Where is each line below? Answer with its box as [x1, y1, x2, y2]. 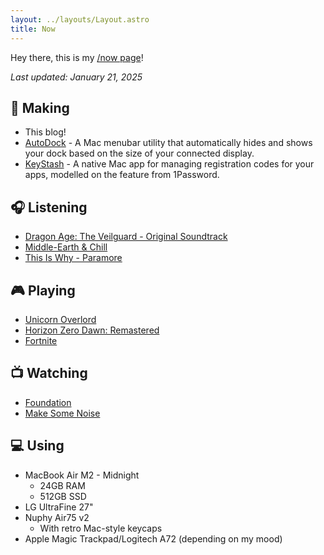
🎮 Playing [10, 282, 76, 299]
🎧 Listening [10, 199, 88, 216]
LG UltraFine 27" [24, 501, 94, 513]
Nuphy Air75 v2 [24, 511, 90, 523]
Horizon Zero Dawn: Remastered [24, 324, 160, 336]
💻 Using [10, 437, 65, 455]
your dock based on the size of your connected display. [24, 147, 255, 160]
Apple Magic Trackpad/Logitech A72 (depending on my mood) [24, 532, 283, 545]
